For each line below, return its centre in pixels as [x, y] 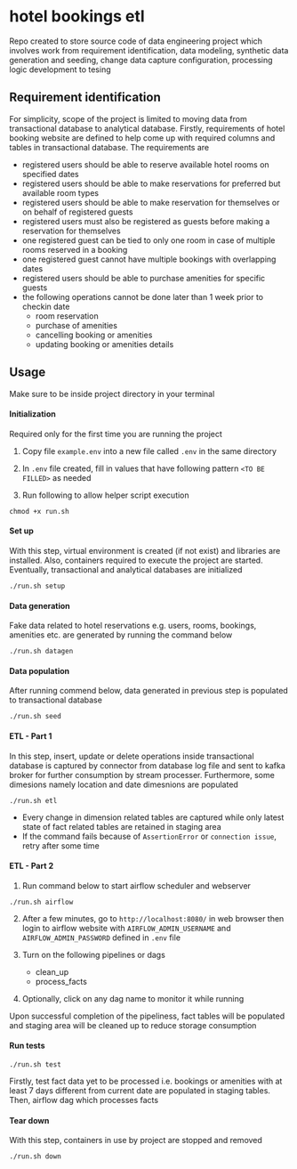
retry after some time [60, 845]
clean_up [52, 971]
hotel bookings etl [77, 16]
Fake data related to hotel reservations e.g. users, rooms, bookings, [133, 626]
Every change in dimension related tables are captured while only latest [153, 817]
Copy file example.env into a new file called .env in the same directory [149, 451]
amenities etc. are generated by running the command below [121, 635]
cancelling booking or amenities [94, 335]
